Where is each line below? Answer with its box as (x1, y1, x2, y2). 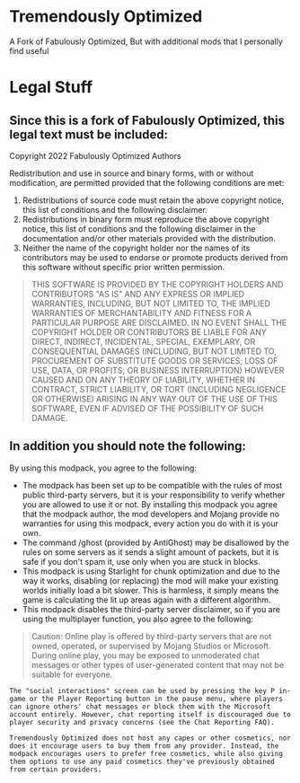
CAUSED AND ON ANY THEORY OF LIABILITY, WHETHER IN (31, 374, 256, 385)
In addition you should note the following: (9, 438, 247, 454)
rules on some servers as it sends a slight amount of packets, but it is (22, 546, 279, 558)
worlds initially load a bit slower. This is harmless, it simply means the (22, 585, 279, 595)
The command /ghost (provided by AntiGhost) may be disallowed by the (22, 537, 289, 548)
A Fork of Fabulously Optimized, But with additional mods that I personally (9, 36, 283, 47)
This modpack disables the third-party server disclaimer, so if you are (22, 603, 281, 614)
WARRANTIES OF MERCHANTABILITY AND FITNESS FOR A (31, 307, 252, 318)
